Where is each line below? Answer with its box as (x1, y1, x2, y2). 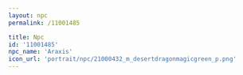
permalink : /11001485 (8, 19, 80, 27)
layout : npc (8, 11, 48, 20)
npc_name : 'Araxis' (8, 48, 73, 56)
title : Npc (8, 33, 45, 41)
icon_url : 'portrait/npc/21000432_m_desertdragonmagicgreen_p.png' (8, 55, 237, 63)
